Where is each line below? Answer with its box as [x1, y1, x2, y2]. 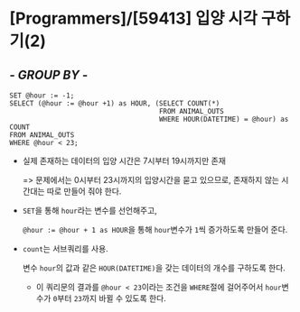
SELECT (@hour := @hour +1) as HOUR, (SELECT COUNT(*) [9, 99, 220, 108]
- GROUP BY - [9, 67, 89, 82]
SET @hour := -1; [9, 91, 75, 100]
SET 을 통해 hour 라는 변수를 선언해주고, [22, 205, 158, 216]
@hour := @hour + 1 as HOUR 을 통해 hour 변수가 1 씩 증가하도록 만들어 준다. [22, 225, 288, 234]
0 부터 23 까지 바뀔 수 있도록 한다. [52, 293, 167, 303]
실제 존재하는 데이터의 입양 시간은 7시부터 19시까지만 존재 [22, 155, 226, 166]
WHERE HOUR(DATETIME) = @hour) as [158, 115, 289, 124]
